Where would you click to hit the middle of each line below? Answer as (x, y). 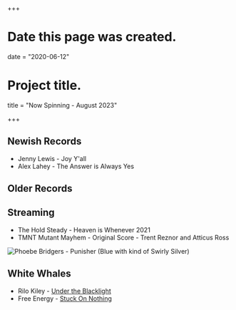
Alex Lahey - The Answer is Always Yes (76, 166)
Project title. (45, 86)
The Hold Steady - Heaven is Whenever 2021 (84, 229)
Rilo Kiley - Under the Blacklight (65, 291)
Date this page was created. (92, 37)
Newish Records (45, 141)
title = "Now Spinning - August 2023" (62, 105)
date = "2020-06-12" (39, 56)
